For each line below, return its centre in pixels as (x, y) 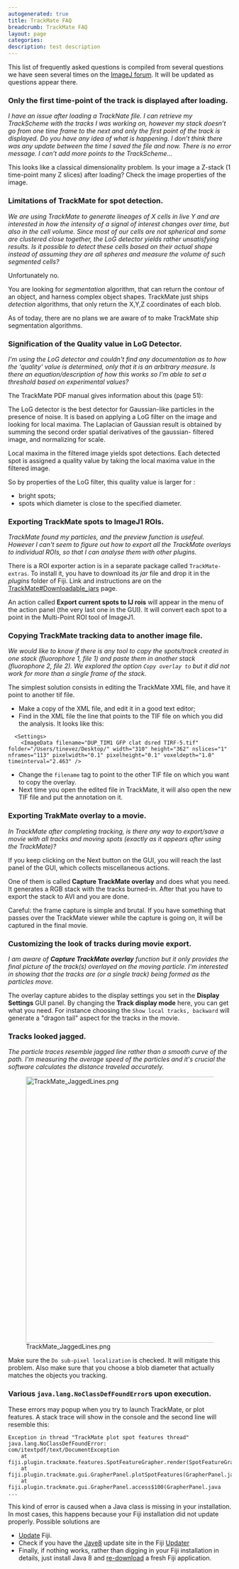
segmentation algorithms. (45, 325)
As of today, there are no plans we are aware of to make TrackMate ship (113, 318)
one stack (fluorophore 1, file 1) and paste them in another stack (102, 659)
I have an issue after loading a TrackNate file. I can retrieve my (100, 116)
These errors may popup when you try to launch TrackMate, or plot (106, 1409)
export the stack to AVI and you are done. (69, 896)
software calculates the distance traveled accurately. (86, 1067)
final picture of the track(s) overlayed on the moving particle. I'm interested (118, 967)
